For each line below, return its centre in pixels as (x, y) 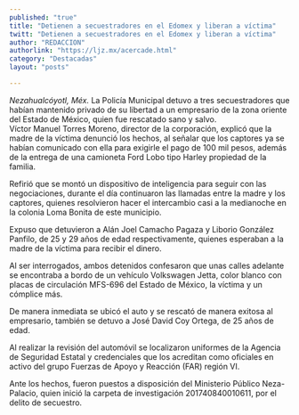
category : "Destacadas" (53, 59)
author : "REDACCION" (48, 42)
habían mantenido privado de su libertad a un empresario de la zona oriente (148, 110)
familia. (23, 167)
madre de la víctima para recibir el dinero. (85, 248)
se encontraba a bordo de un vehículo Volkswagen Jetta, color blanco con (145, 275)
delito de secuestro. (46, 403)
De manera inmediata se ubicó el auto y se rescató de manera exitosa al (141, 311)
